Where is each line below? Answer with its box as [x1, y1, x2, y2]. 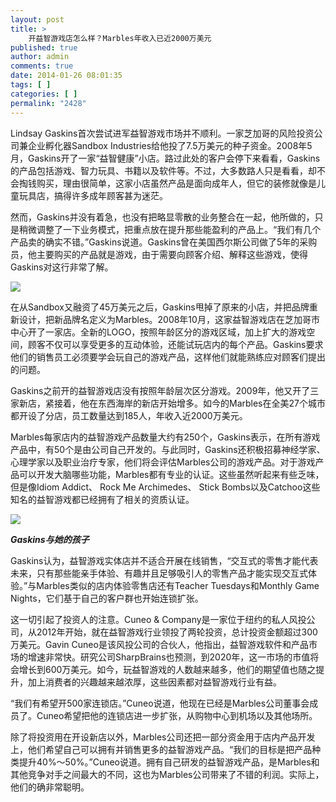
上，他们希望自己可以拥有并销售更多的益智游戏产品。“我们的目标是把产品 [10, 743, 313, 755]
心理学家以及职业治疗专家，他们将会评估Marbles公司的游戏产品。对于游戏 [10, 456, 316, 468]
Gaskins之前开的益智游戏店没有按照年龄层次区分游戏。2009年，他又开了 [10, 384, 311, 396]
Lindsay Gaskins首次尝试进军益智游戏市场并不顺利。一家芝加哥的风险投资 [10, 127, 315, 139]
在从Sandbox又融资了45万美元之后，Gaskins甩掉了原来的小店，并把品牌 [10, 301, 310, 313]
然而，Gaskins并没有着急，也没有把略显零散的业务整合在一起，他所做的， [10, 211, 315, 223]
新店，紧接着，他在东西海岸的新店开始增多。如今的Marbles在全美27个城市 [18, 397, 326, 409]
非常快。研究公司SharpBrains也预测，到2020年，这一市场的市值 [44, 651, 311, 663]
